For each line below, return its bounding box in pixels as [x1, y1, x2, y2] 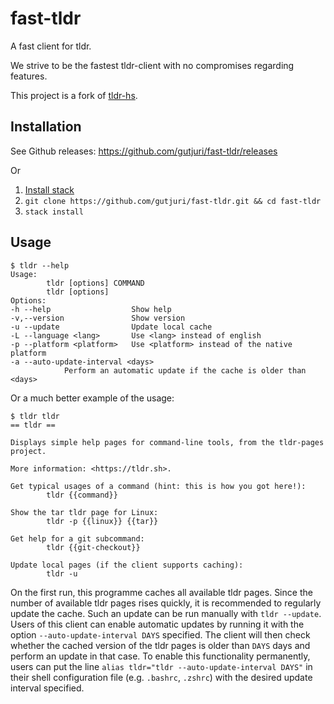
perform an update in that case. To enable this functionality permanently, [10, 650, 311, 662]
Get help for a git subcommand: [10, 533, 145, 544]
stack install [24, 207, 84, 217]
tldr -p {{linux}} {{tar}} [46, 516, 159, 526]
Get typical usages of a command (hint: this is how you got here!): [10, 481, 307, 491]
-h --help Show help [10, 304, 172, 314]
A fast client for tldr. [10, 40, 92, 52]
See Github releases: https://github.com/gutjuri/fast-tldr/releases [10, 145, 278, 157]
